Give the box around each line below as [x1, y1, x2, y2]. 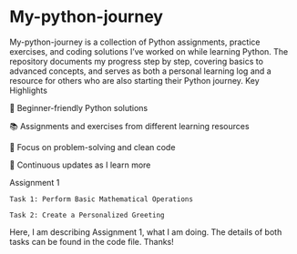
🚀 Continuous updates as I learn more [9, 159, 151, 170]
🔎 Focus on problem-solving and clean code [9, 141, 176, 152]
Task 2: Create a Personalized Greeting [9, 210, 166, 219]
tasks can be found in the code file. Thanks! [9, 236, 175, 247]
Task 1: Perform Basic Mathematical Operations [9, 194, 194, 204]
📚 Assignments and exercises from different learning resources [9, 120, 250, 131]
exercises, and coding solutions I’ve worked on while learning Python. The [9, 46, 289, 56]
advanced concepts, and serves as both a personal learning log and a [9, 66, 271, 76]
